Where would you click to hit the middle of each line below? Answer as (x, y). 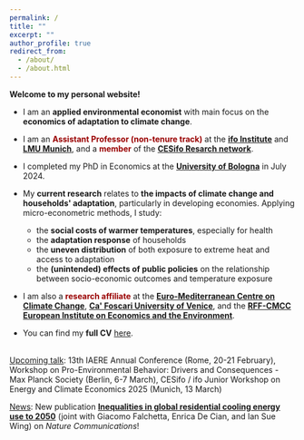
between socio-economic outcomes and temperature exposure (154, 279)
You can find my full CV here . (78, 333)
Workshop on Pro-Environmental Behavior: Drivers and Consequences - (144, 369)
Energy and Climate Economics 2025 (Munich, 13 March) (116, 389)
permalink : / (34, 18)
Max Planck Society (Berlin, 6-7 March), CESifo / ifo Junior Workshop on (145, 379)
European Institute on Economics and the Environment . (128, 315)
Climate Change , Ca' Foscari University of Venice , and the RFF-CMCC (157, 306)
